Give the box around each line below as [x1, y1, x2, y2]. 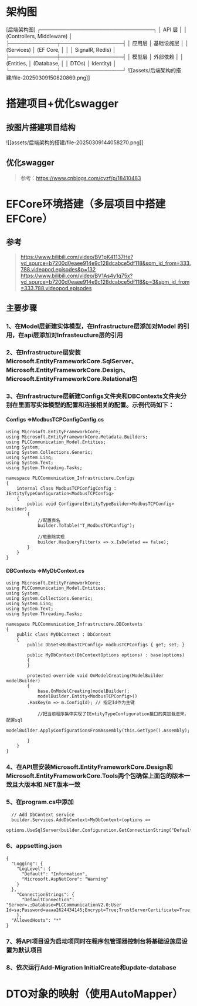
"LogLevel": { [16, 866, 51, 872]
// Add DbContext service [11, 812, 75, 818]
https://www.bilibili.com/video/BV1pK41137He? [20, 253, 134, 260]
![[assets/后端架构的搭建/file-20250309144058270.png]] [6, 139, 144, 146]
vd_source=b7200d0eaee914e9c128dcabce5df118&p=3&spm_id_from [20, 278, 190, 285]
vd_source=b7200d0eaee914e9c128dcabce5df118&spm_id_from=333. [20, 260, 191, 267]
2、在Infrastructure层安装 [6, 348, 81, 356]
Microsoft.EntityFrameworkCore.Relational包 [6, 374, 138, 383]
